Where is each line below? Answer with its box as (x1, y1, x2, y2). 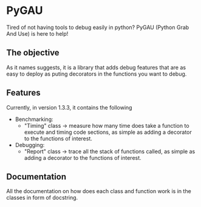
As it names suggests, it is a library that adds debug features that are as (6, 64, 186, 71)
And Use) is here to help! (6, 30, 69, 37)
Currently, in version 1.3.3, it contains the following (6, 103, 132, 111)
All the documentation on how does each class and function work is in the (6, 188, 191, 195)
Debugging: (15, 141, 45, 148)
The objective (6, 48, 60, 58)
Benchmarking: (15, 116, 53, 123)
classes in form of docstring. (6, 194, 78, 202)
